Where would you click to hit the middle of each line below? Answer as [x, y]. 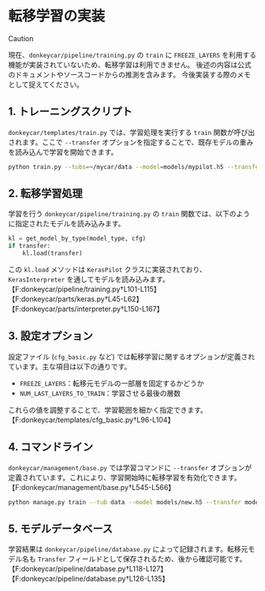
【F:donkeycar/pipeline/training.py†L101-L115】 [84, 290]
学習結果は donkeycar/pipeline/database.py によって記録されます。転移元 [128, 549]
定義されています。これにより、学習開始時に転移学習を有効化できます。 [125, 477]
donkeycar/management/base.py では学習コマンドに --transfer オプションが [130, 467]
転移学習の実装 [57, 16]
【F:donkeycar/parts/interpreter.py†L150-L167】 [86, 309]
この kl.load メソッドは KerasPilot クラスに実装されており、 [107, 270]
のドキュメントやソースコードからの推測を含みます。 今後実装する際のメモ [129, 74]
